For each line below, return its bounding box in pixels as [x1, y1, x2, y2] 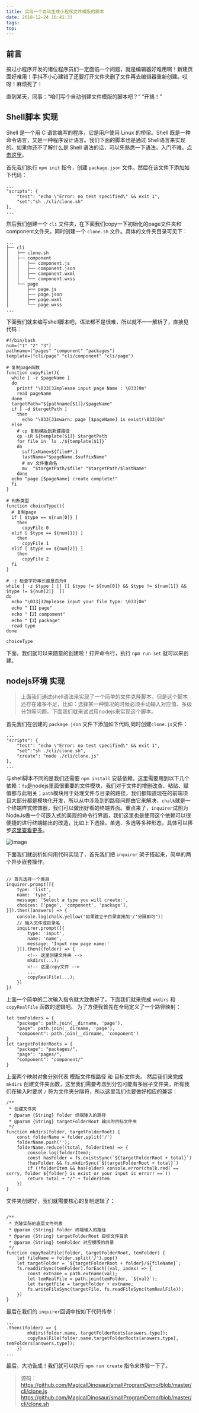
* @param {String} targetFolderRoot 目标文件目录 [8, 1233, 129, 1239]
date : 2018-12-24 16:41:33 [6, 14, 73, 20]
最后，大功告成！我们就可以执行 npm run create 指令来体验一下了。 [6, 1362, 171, 1369]
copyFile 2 [21, 556, 49, 562]
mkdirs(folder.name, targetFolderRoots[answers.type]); [27, 1330, 168, 1336]
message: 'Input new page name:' [27, 940, 110, 947]
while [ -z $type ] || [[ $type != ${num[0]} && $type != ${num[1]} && [6, 583, 187, 589]
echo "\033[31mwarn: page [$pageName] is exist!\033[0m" [21, 416, 166, 422]
